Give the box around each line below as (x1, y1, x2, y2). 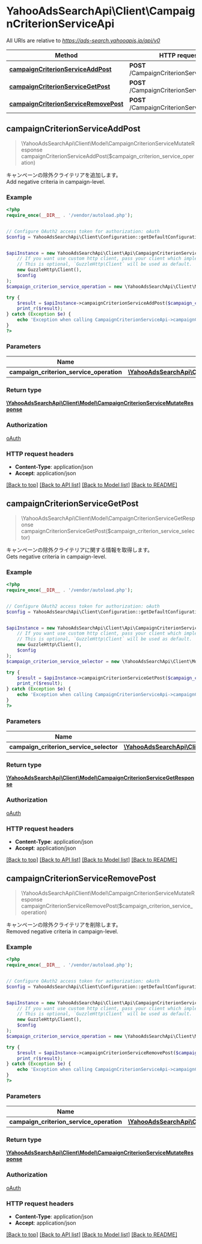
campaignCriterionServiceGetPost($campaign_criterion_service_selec (20, 527, 195, 534)
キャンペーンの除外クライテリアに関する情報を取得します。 (6, 546, 153, 553)
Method (55, 51, 78, 59)
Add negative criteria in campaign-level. (6, 178, 105, 185)
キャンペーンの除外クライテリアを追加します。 (6, 171, 121, 178)
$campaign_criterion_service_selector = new (6, 658, 120, 665)
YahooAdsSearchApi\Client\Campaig (6, 4, 195, 18)
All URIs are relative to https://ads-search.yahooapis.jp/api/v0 (6, 37, 161, 44)
